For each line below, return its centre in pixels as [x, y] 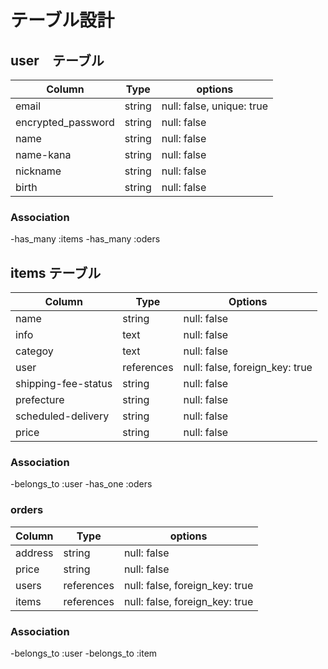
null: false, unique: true [214, 106]
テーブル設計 [62, 20]
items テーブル [56, 272]
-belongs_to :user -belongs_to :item [84, 653]
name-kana [43, 154]
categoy [34, 351]
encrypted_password [65, 122]
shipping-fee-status [64, 384]
